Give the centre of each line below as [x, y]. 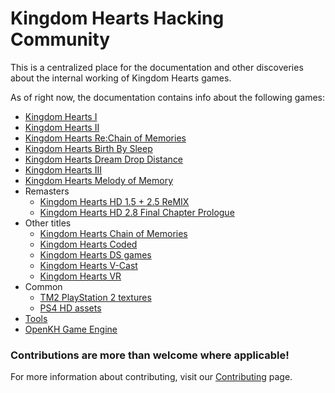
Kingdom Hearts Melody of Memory [99, 180]
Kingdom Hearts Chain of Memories [113, 233]
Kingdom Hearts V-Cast [88, 265]
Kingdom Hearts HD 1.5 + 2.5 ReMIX [114, 201]
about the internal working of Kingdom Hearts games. [121, 78]
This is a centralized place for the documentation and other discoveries [157, 67]
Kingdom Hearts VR [80, 276]
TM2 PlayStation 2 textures [95, 297]
